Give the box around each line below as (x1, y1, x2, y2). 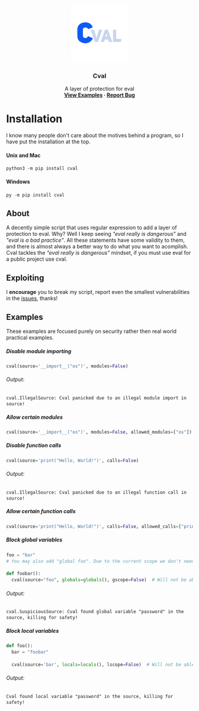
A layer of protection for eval (65, 85, 134, 92)
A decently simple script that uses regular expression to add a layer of (6, 224, 178, 231)
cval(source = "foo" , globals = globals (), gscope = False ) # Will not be (11, 577, 187, 583)
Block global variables (6, 536, 63, 543)
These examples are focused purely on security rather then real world (6, 328, 176, 335)
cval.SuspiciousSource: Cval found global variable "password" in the (6, 609, 184, 615)
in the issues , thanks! (6, 295, 58, 302)
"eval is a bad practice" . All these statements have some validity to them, (6, 236, 185, 244)
